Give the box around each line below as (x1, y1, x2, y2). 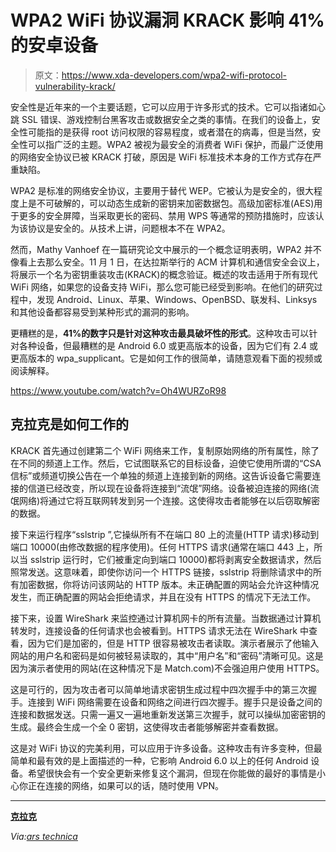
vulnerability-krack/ (34, 80, 116, 92)
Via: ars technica (10, 830, 78, 842)
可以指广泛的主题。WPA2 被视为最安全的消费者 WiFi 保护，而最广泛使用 (27, 138, 324, 150)
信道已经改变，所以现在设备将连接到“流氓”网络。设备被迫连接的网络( (27, 482, 311, 494)
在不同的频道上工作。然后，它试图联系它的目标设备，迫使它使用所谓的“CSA (10, 457, 322, 469)
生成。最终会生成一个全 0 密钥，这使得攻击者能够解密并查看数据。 (10, 721, 284, 733)
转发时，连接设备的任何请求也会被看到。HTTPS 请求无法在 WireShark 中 (10, 624, 309, 636)
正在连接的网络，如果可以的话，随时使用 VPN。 (27, 779, 225, 791)
